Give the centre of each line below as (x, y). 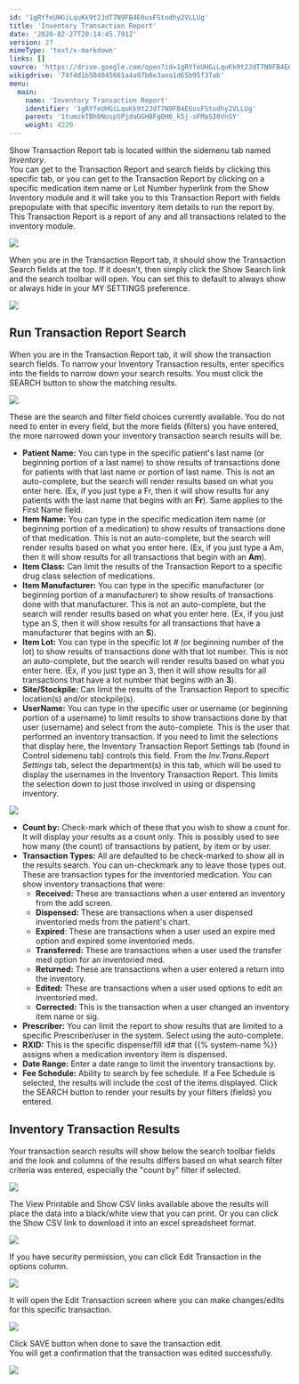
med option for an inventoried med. (100, 959)
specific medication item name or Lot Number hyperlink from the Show (139, 188)
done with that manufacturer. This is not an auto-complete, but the (144, 604)
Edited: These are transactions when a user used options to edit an (159, 988)
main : (28, 92)
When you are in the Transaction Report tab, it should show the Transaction (148, 260)
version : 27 (31, 42)
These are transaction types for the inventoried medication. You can (147, 874)
